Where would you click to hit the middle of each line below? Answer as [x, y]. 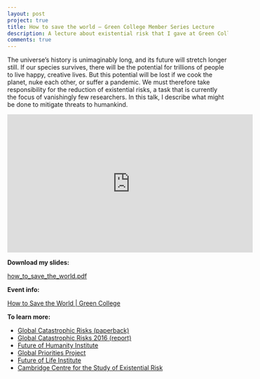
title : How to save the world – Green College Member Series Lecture [111, 27]
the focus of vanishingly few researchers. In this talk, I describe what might [116, 97]
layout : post [26, 14]
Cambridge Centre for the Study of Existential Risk [90, 368]
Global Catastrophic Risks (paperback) [73, 331]
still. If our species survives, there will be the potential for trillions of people [116, 67]
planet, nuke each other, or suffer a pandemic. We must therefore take [109, 82]
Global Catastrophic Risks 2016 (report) [74, 338]
